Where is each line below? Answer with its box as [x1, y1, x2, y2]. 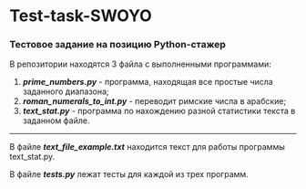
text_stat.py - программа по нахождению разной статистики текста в [22, 106, 296, 117]
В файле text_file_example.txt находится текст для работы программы [9, 142, 285, 152]
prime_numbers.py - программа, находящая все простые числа [22, 77, 273, 88]
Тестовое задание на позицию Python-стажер [9, 38, 226, 51]
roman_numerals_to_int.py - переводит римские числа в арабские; [22, 96, 287, 107]
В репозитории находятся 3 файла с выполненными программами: [9, 58, 271, 69]
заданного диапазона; [22, 86, 109, 97]
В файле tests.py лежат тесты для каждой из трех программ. [9, 169, 249, 180]
